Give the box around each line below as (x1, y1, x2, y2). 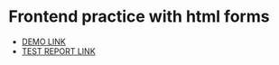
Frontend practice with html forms (8, 6, 270, 27)
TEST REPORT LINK (21, 45, 96, 56)
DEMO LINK (21, 36, 67, 47)
